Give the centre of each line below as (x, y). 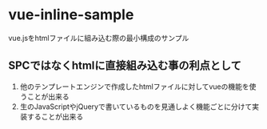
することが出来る (55, 116)
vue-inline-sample (71, 15)
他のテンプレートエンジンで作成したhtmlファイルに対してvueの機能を (134, 87)
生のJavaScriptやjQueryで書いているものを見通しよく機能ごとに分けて (136, 107)
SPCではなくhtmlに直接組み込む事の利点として (125, 66)
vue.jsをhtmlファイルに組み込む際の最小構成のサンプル (99, 38)
